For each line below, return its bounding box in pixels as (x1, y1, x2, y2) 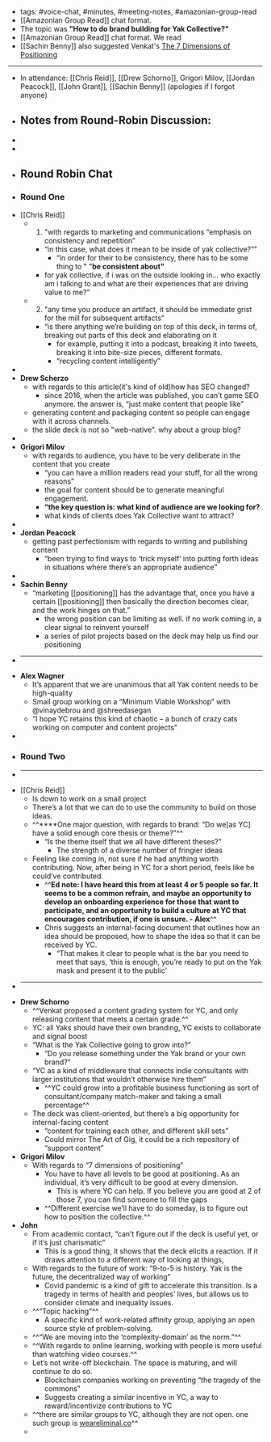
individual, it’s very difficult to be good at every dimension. (44, 1177, 239, 1187)
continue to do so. (31, 1366, 93, 1376)
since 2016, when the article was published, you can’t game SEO (44, 390, 260, 400)
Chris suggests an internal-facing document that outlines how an (44, 922, 261, 932)
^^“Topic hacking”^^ (31, 1306, 99, 1316)
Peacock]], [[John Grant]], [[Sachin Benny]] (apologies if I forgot (19, 82, 236, 91)
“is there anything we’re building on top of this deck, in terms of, (44, 321, 257, 331)
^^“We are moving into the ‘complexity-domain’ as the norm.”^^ (31, 1332, 242, 1342)
